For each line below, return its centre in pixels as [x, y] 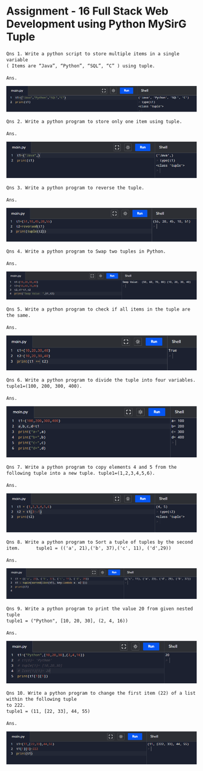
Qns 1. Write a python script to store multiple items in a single [93, 54]
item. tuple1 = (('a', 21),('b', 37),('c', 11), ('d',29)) [89, 548]
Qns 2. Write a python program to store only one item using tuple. [94, 122]
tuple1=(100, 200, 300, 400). [44, 386]
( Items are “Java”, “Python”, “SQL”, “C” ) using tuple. [81, 66]
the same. [19, 315]
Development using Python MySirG [96, 24]
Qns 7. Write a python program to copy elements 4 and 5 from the [92, 468]
